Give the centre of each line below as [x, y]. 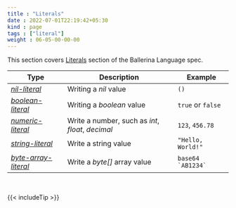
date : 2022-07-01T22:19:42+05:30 [58, 20]
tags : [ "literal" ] [36, 33]
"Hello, [191, 140]
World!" [191, 147]
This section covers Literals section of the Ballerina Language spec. [105, 60]
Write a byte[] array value [109, 162]
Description [119, 77]
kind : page [25, 27]
